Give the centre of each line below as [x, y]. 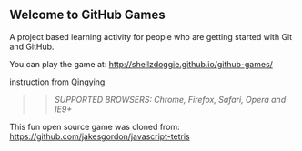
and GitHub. [32, 46]
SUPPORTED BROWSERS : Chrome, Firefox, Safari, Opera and [170, 99]
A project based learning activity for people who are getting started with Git [151, 36]
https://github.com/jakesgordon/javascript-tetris [100, 136]
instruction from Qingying [57, 82]
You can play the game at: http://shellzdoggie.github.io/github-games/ [141, 64]
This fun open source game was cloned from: [95, 126]
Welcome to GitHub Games [87, 15]
